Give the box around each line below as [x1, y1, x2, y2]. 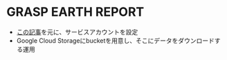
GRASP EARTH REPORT [6, 4, 145, 20]
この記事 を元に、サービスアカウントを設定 [16, 28, 138, 36]
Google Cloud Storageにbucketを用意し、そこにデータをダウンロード [16, 36, 215, 45]
